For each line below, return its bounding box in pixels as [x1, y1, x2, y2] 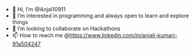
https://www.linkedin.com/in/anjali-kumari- [69, 32, 177, 39]
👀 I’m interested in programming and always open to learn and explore [12, 12, 189, 19]
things [12, 19, 29, 25]
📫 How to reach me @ [12, 32, 70, 39]
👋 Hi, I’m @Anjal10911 [12, 6, 66, 13]
